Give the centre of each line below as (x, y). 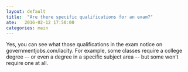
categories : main (27, 28)
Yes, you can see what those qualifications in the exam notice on (84, 44)
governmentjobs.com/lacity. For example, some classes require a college (94, 51)
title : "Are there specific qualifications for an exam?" (80, 17)
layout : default (26, 11)
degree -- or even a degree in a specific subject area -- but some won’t (92, 57)
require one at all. (27, 63)
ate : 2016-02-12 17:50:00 (40, 22)
